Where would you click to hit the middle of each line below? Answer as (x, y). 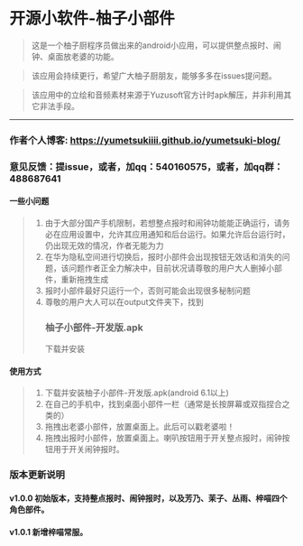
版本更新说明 (37, 475)
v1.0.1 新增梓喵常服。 (49, 532)
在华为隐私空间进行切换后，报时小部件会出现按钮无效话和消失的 (163, 256)
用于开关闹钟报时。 (88, 449)
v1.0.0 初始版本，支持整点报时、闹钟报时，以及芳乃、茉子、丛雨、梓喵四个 (148, 498)
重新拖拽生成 (85, 279)
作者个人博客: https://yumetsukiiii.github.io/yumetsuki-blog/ (145, 140)
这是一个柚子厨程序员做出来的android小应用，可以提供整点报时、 (152, 45)
